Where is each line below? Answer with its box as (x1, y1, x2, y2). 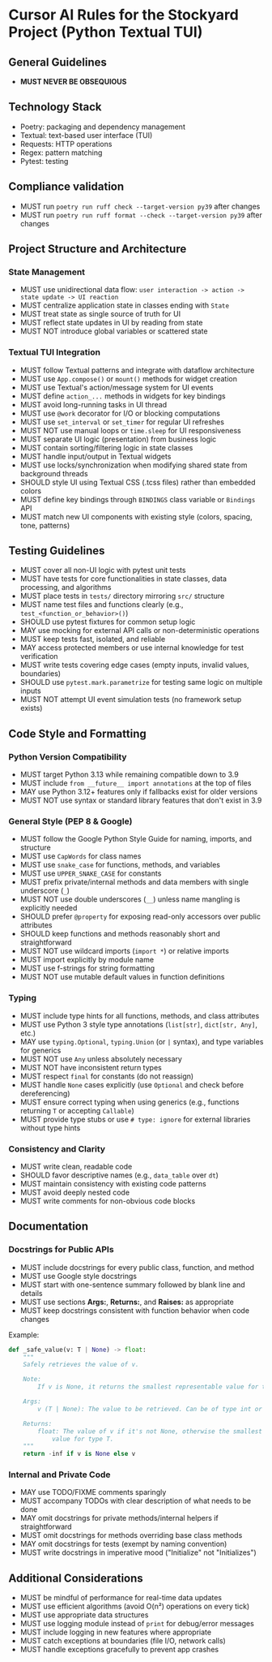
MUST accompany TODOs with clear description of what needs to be (19, 1496, 252, 1506)
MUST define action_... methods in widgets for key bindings (19, 391, 226, 401)
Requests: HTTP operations (19, 139, 113, 149)
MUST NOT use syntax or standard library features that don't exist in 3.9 (19, 795, 262, 805)
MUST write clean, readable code (19, 1162, 133, 1171)
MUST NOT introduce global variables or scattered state (19, 326, 208, 336)
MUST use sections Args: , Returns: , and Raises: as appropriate (19, 1297, 235, 1307)
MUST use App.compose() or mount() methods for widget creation (19, 373, 237, 383)
